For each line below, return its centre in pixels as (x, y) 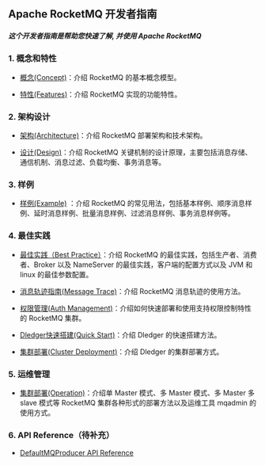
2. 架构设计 (29, 116)
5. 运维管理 (29, 374)
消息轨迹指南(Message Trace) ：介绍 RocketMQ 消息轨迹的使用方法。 (132, 291)
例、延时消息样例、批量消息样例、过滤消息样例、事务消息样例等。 (127, 213)
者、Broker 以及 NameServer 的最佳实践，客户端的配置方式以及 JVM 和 (136, 265)
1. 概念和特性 (32, 59)
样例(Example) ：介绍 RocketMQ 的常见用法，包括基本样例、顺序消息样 (136, 204)
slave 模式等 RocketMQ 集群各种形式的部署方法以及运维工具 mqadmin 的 (138, 402)
